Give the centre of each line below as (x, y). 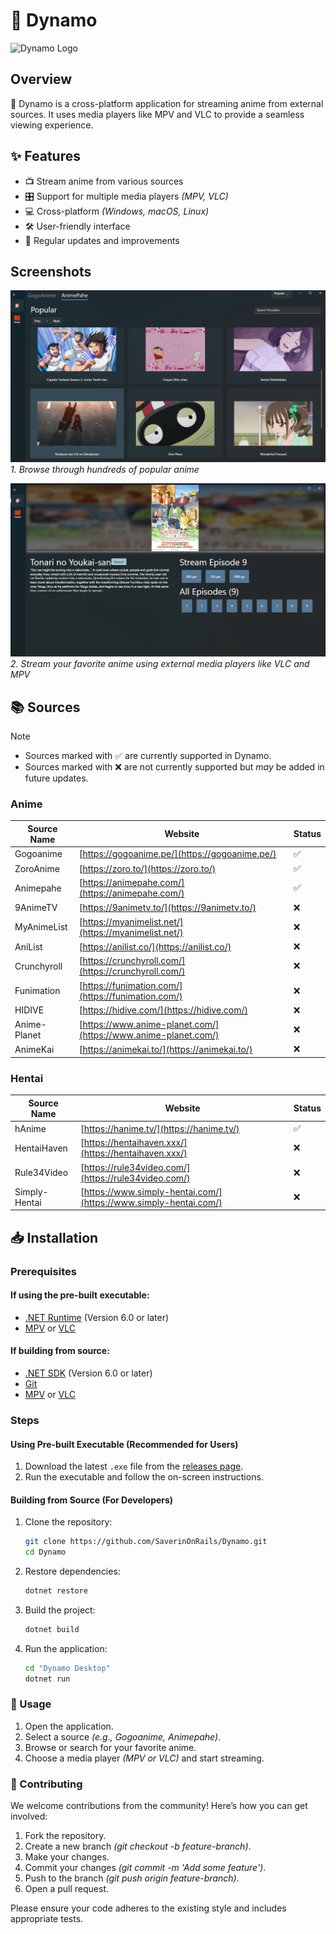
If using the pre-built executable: (80, 1295)
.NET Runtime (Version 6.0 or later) (97, 1317)
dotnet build (52, 1629)
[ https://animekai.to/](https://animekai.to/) (165, 1049)
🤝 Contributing (46, 1784)
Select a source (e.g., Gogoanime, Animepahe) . (123, 1736)
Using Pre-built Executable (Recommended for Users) (124, 1444)
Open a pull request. (67, 1889)
